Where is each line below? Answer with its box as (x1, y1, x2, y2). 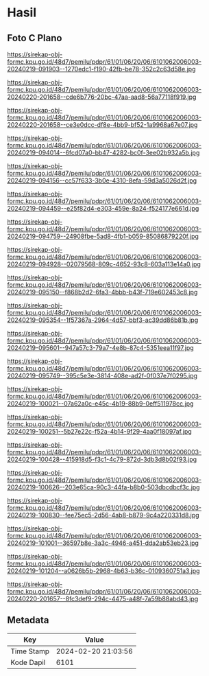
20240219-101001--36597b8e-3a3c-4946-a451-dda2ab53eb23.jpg (7, 539, 199, 547)
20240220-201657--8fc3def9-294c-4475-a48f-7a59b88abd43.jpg (7, 595, 199, 603)
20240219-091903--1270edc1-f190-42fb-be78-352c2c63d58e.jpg (7, 65, 196, 73)
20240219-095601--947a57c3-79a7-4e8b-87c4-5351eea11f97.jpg (7, 344, 194, 351)
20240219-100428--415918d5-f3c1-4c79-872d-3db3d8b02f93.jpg (7, 455, 197, 463)
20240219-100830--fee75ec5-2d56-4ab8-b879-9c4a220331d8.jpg (7, 511, 200, 519)
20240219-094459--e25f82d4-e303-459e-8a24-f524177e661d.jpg (7, 205, 199, 212)
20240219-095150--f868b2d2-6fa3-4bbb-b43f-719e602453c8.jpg (7, 288, 198, 296)
